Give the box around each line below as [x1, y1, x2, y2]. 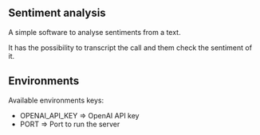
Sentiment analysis [8, 6, 106, 20]
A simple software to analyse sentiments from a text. [8, 27, 181, 37]
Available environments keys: [8, 95, 104, 105]
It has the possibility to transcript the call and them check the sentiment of [8, 43, 253, 52]
